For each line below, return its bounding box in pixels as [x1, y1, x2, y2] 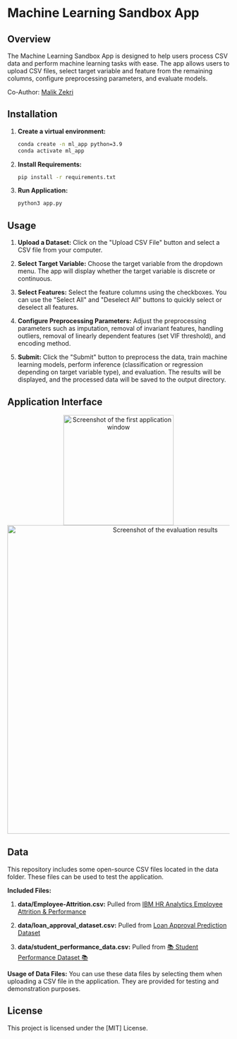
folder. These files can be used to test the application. [7, 873, 164, 881]
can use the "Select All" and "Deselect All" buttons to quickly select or [17, 296, 222, 304]
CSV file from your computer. [17, 245, 103, 255]
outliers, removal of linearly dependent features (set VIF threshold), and [17, 332, 226, 340]
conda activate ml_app [17, 147, 85, 154]
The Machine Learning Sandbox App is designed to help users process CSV [7, 51, 228, 60]
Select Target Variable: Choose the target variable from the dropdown [17, 260, 224, 268]
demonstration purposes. [7, 984, 81, 992]
